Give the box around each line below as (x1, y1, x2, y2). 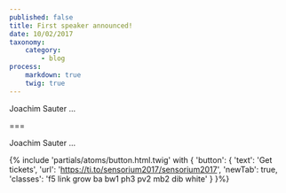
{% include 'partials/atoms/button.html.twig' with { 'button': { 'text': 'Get (9, 154, 273, 165)
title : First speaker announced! (9, 21, 133, 30)
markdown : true (25, 71, 82, 80)
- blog (41, 54, 66, 63)
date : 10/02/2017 (9, 29, 74, 38)
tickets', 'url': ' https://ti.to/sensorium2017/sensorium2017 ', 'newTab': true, (9, 164, 278, 174)
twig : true (25, 79, 66, 88)
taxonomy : (9, 37, 46, 47)
